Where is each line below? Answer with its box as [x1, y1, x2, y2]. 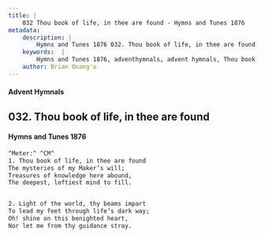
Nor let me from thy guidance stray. [8, 221, 132, 229]
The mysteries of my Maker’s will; [8, 164, 125, 172]
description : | [22, 33, 73, 42]
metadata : [8, 26, 41, 34]
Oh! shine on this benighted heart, [8, 214, 129, 223]
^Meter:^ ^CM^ [8, 149, 55, 158]
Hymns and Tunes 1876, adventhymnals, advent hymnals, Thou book [36, 56, 256, 64]
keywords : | [22, 48, 65, 56]
